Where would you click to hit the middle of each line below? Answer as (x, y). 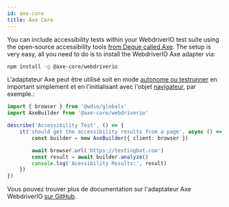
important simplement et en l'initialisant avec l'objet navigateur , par (102, 87)
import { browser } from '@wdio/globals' (67, 107)
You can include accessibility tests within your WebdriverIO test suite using (113, 39)
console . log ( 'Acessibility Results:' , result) (99, 163)
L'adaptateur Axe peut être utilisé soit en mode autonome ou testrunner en (112, 80)
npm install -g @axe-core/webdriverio (62, 66)
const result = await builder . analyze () (90, 157)
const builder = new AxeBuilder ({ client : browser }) (110, 138)
